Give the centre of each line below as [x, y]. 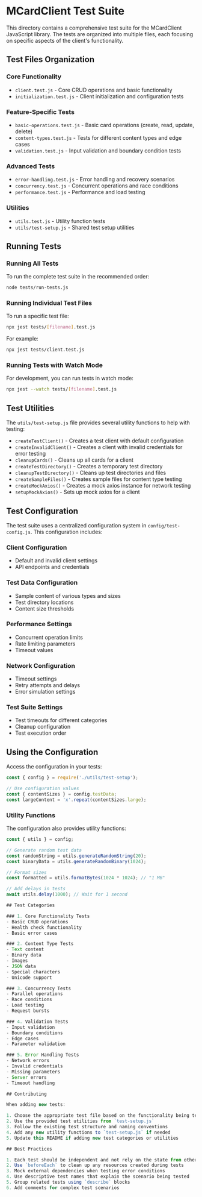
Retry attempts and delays [47, 685]
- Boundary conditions [35, 1033]
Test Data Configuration [42, 583]
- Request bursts [28, 1011]
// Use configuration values [43, 789]
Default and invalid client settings [56, 561]
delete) [24, 131]
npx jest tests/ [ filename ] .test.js [51, 327]
